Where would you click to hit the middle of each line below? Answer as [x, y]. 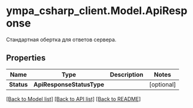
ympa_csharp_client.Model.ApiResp [97, 11]
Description [127, 75]
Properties [26, 58]
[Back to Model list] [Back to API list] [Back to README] [74, 99]
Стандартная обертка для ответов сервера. [61, 39]
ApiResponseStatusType [69, 85]
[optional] [163, 85]
